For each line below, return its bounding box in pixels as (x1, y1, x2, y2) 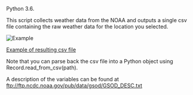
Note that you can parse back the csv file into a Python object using (6, 58, 173, 65)
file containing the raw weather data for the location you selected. (6, 23, 169, 30)
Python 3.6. (6, 5, 35, 12)
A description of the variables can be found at (6, 76, 120, 82)
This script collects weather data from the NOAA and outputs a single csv (6, 17, 187, 23)
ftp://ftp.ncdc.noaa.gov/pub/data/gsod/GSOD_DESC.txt (6, 82, 142, 89)
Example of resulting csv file (6, 46, 76, 53)
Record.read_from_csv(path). (6, 64, 78, 71)
